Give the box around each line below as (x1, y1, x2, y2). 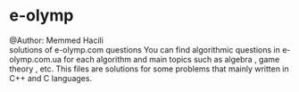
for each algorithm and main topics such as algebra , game (63, 54, 280, 64)
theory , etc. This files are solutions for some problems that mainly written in (9, 63, 289, 74)
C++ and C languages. (9, 72, 92, 83)
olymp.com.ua (9, 54, 62, 64)
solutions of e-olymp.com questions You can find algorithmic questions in (9, 44, 281, 54)
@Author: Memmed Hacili (9, 35, 104, 46)
